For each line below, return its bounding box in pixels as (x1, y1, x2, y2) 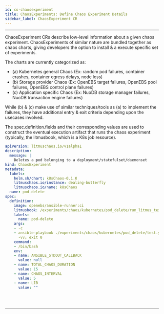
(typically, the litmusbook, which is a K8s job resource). (5, 135, 117, 140)
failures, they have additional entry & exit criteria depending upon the (5, 110, 144, 115)
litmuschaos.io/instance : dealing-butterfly (14, 180, 106, 185)
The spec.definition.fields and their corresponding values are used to (5, 124, 144, 130)
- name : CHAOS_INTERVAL (14, 271, 62, 276)
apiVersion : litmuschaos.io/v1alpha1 (5, 144, 82, 149)
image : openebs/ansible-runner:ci (14, 203, 84, 208)
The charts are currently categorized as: (5, 59, 86, 65)
